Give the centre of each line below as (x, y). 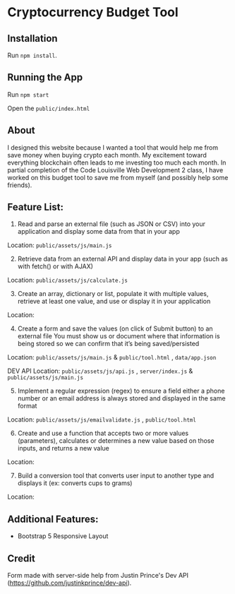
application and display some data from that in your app (98, 232)
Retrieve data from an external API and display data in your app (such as (122, 259)
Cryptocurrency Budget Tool (93, 12)
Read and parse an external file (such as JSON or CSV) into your (112, 224)
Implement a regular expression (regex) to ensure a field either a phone (121, 391)
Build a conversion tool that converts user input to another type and (116, 476)
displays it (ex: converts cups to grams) (75, 483)
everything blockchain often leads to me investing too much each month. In (117, 162)
